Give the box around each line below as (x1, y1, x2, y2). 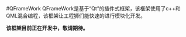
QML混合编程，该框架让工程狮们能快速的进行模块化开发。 (6, 12, 146, 19)
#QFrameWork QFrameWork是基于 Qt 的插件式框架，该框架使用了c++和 (6, 5, 181, 12)
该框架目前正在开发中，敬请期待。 (6, 25, 88, 31)
